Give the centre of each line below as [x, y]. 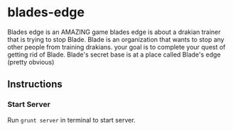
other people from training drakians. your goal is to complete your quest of [116, 47]
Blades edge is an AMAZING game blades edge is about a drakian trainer [114, 32]
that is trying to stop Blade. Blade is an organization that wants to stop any [116, 39]
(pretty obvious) [31, 62]
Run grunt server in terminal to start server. [72, 120]
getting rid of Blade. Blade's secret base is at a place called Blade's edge [114, 55]
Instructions [35, 85]
